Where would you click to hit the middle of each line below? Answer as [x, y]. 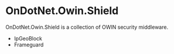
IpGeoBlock [28, 38]
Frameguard [29, 45]
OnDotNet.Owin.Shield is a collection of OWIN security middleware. [87, 27]
